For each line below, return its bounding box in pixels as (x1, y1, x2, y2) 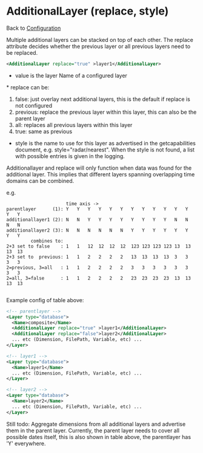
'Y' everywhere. (6, 440, 46, 447)
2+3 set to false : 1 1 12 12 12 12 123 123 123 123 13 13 (6, 243, 191, 249)
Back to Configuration (6, 24, 61, 32)
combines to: (30, 238, 64, 244)
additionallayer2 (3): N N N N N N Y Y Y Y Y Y (6, 227, 188, 233)
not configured (15, 102, 53, 109)
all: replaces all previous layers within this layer (15, 121, 133, 128)
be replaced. (6, 49, 38, 56)
